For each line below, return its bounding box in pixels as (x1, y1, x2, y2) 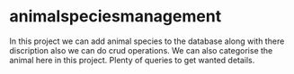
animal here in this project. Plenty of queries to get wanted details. (9, 54, 255, 65)
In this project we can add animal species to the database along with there (9, 36, 285, 46)
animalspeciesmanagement (9, 6, 222, 27)
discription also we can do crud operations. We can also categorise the (9, 45, 273, 55)
